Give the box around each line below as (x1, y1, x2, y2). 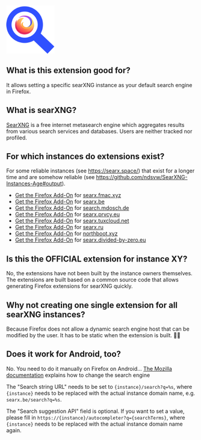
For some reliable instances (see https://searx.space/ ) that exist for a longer (6, 167, 195, 174)
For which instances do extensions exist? (6, 151, 165, 162)
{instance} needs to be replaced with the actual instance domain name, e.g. (6, 390, 196, 397)
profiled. (6, 134, 27, 141)
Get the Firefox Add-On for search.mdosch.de (14, 204, 129, 212)
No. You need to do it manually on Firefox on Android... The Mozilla (6, 365, 173, 372)
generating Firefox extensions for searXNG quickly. (6, 283, 134, 290)
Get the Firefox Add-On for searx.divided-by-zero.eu (14, 236, 146, 243)
